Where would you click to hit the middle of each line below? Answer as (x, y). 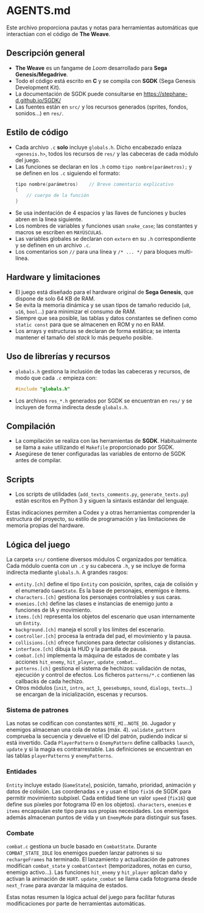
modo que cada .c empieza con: (56, 378)
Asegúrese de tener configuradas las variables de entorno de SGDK (100, 454)
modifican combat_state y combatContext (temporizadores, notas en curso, (99, 865)
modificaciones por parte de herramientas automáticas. (76, 903)
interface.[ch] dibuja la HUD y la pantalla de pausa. (81, 649)
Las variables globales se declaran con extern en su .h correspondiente (105, 239)
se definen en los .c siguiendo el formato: (68, 173)
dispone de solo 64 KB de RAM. (55, 298)
